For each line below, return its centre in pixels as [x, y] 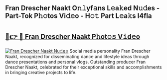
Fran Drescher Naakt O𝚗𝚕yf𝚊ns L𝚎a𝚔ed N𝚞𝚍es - [83, 8]
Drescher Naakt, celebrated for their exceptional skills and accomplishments [83, 67]
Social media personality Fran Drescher [110, 51]
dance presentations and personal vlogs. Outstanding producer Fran [76, 62]
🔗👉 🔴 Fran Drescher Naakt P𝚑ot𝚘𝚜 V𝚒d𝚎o [73, 37]
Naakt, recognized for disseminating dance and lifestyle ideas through [77, 56]
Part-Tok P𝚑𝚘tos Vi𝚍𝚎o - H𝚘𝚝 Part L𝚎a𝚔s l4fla [79, 16]
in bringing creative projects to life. [41, 72]
